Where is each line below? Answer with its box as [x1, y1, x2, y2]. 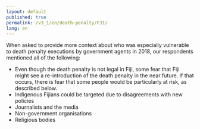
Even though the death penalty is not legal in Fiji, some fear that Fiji [14, 66, 180, 73]
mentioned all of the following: [6, 54, 80, 61]
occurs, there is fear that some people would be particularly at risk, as [14, 78, 187, 86]
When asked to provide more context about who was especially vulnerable [6, 42, 189, 49]
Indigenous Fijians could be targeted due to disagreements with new [14, 91, 183, 98]
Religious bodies [14, 117, 56, 124]
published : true [6, 14, 46, 20]
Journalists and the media [14, 103, 79, 111]
